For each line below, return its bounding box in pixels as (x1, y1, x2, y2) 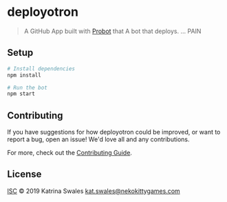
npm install (7, 72, 41, 79)
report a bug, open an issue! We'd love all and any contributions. (7, 135, 191, 143)
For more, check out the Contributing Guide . (7, 149, 133, 157)
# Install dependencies (7, 65, 76, 72)
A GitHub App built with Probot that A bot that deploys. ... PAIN (23, 27, 202, 35)
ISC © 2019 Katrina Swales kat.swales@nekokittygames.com (7, 187, 180, 195)
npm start (7, 90, 36, 97)
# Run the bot (7, 84, 48, 91)
